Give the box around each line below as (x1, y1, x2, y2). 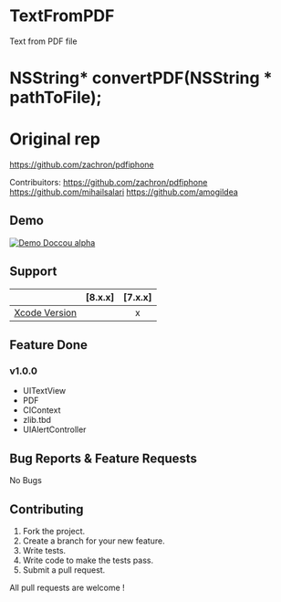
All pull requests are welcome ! (9, 582, 125, 593)
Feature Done (9, 337, 88, 353)
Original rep (9, 129, 100, 150)
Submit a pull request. (22, 565, 106, 576)
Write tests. (22, 545, 67, 555)
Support (9, 264, 57, 280)
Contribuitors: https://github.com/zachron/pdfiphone (9, 177, 208, 188)
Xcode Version (14, 306, 78, 319)
